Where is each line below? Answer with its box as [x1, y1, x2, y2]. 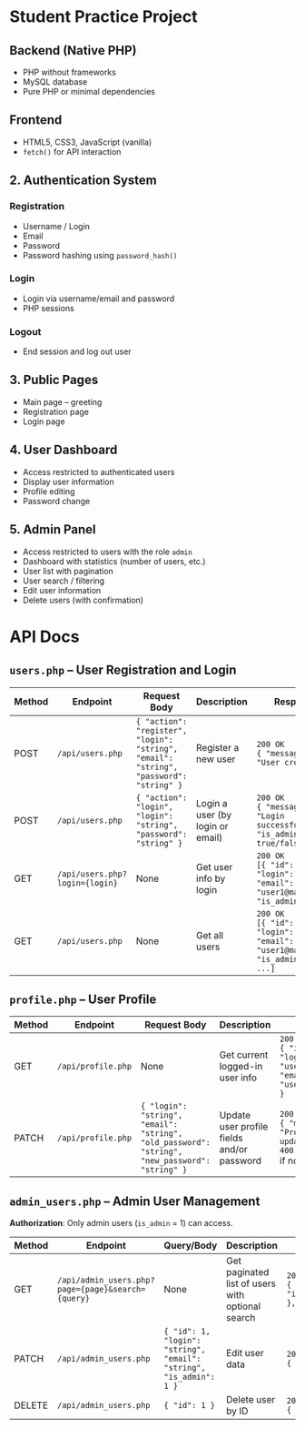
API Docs [9, 626, 80, 647]
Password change [22, 495, 91, 506]
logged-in [219, 1060, 263, 1073]
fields [219, 1131, 243, 1144]
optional [225, 1300, 261, 1312]
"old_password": [140, 1138, 211, 1148]
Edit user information [22, 584, 102, 595]
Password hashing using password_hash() [22, 249, 178, 260]
